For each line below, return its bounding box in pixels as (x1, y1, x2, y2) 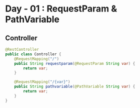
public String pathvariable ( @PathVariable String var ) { (14, 84, 135, 89)
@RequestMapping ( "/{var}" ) (14, 79, 70, 84)
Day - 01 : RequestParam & (5, 3, 117, 15)
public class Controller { (5, 51, 61, 57)
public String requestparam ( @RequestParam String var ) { (14, 61, 135, 66)
